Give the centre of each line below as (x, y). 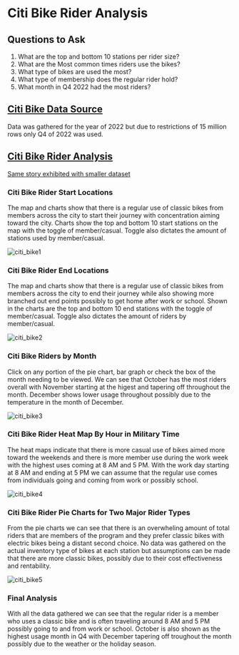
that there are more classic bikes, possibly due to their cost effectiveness (115, 559)
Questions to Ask (46, 40)
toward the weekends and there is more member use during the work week (118, 457)
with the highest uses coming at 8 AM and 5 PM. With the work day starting (118, 464)
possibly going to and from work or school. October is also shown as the (114, 629)
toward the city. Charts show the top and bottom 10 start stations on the (113, 223)
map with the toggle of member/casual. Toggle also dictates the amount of (117, 230)
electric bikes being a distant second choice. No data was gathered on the (117, 543)
